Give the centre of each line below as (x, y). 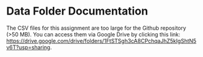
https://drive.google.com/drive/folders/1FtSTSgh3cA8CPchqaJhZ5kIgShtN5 (101, 41)
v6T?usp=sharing (28, 47)
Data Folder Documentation (77, 11)
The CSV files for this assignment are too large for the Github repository (96, 28)
